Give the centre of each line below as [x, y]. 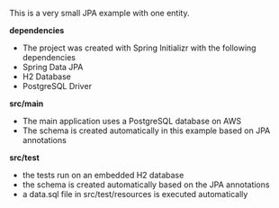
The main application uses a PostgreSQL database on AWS [131, 121]
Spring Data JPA [53, 67]
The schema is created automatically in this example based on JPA [146, 131]
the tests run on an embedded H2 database [103, 175]
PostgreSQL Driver [57, 86]
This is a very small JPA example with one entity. [99, 13]
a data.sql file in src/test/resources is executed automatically [135, 194]
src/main [27, 104]
